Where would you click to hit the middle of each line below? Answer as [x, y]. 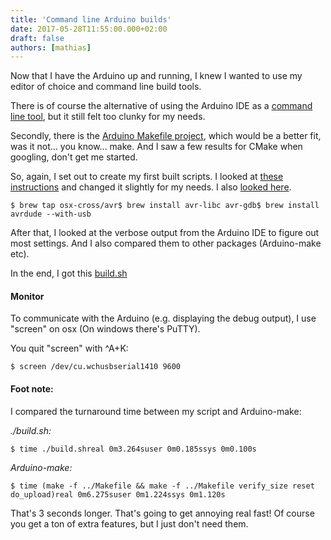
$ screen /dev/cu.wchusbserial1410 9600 [96, 367]
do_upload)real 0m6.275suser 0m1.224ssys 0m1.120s [118, 494]
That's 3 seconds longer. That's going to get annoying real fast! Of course [162, 513]
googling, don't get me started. [74, 157]
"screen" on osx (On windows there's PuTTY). [105, 329]
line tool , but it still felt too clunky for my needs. [108, 117]
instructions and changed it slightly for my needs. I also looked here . [151, 187]
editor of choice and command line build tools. [106, 87]
